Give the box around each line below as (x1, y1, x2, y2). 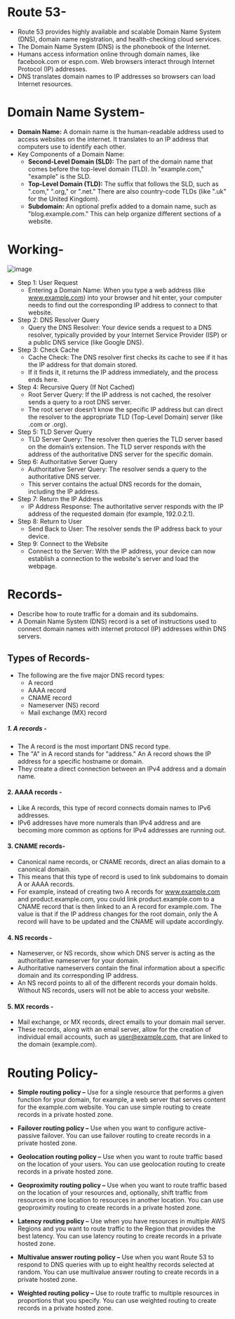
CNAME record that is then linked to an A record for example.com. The (17, 902, 222, 910)
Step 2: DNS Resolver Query (17, 315, 100, 324)
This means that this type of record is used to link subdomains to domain (17, 872, 229, 881)
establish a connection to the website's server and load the (27, 554, 199, 562)
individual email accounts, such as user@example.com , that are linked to (17, 1033, 228, 1041)
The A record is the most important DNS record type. (17, 742, 170, 750)
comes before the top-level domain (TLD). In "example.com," (27, 164, 205, 173)
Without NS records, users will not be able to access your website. (17, 986, 210, 995)
